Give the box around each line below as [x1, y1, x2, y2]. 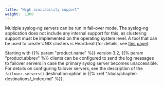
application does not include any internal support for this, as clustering [5, 30, 147, 36]
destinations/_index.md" [5, 76, 54, 82]
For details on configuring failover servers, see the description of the [5, 65, 143, 71]
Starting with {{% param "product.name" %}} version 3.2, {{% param [5, 50, 144, 56]
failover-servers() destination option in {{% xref [5, 70, 105, 76]
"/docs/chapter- [105, 70, 138, 76]
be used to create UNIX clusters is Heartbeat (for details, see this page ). [5, 40, 150, 46]
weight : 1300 [5, 12, 34, 17]
